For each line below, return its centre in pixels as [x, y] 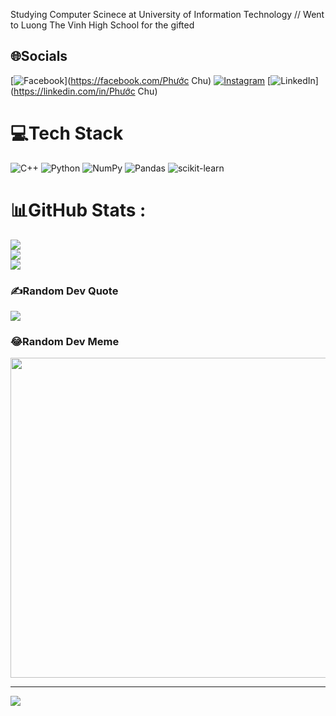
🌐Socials [39, 56]
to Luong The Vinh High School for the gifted [102, 25]
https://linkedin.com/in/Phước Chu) [85, 91]
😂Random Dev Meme [65, 341]
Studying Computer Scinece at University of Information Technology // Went [167, 14]
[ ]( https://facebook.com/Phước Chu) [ [141, 80]
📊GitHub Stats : [78, 210]
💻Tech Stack [67, 133]
